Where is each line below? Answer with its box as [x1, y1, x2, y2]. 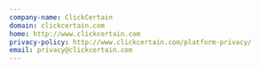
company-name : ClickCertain [9, 12, 114, 22]
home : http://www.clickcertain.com [9, 29, 141, 38]
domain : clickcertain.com [9, 21, 105, 30]
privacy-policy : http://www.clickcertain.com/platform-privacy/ [9, 37, 252, 47]
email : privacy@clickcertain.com [9, 46, 133, 55]
